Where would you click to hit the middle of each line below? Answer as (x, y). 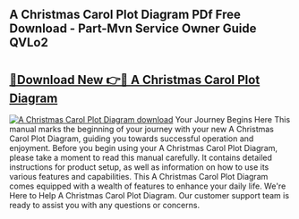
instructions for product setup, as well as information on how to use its (139, 167)
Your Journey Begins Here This (233, 119)
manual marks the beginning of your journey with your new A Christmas (142, 129)
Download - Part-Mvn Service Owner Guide (133, 29)
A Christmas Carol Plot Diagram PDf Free (125, 15)
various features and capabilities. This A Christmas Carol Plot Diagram (139, 177)
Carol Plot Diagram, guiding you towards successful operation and (132, 139)
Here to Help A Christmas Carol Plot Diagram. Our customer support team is (149, 195)
